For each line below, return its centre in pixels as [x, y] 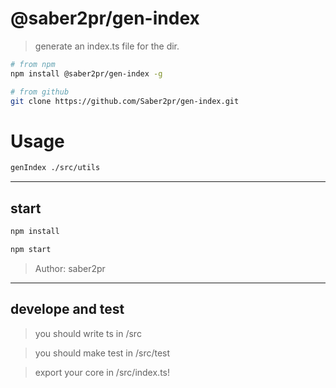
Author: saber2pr [70, 268]
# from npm [33, 64]
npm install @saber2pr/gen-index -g [86, 73]
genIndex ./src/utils [55, 168]
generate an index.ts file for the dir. [107, 46]
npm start [31, 249]
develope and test [67, 309]
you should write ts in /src [88, 333]
